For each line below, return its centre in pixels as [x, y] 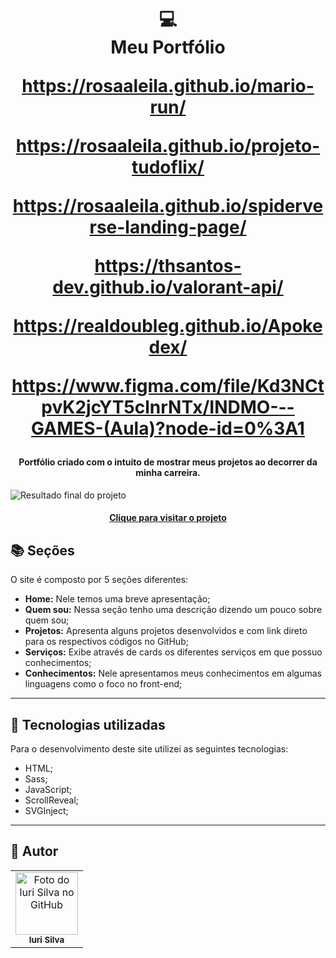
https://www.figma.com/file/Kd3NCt [168, 386]
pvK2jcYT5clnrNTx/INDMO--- [168, 407]
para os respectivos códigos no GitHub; [106, 642]
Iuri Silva [46, 939]
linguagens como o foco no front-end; [103, 684]
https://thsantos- [168, 266]
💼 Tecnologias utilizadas [88, 724]
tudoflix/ [168, 167]
